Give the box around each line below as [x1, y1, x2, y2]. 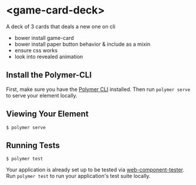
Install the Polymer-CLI [6, 70, 92, 80]
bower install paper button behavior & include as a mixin [14, 41, 151, 48]
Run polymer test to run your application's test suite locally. [6, 173, 151, 180]
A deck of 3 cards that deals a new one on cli [6, 23, 116, 30]
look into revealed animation [14, 53, 83, 60]
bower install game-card [14, 34, 75, 41]
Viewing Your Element [6, 109, 89, 119]
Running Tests [6, 140, 60, 150]
